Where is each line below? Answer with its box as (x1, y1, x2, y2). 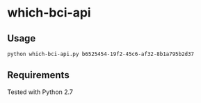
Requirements (7, 69, 70, 81)
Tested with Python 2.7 (7, 88, 74, 96)
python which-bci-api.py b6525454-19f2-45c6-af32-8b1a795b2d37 (7, 50, 195, 57)
